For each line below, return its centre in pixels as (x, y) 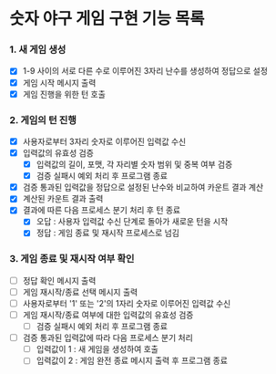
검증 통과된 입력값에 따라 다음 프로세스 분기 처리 (107, 338)
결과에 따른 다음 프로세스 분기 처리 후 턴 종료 (102, 210)
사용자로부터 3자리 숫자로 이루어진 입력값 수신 (104, 141)
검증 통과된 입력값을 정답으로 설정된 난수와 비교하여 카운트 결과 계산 (143, 187)
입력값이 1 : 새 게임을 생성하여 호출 (97, 349)
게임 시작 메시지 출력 (59, 82)
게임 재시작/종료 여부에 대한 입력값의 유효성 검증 (108, 315)
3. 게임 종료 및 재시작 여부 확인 (72, 259)
